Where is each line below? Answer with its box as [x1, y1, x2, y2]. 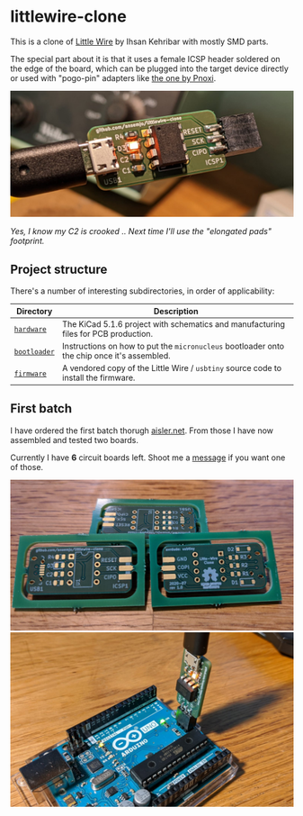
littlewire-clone [10, 6, 127, 27]
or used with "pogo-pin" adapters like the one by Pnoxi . [10, 72, 217, 83]
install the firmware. [62, 372, 136, 384]
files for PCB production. [62, 328, 154, 339]
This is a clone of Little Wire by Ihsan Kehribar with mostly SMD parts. [10, 36, 269, 47]
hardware [13, 325, 48, 334]
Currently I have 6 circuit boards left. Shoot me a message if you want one [10, 452, 286, 463]
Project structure [10, 261, 108, 277]
